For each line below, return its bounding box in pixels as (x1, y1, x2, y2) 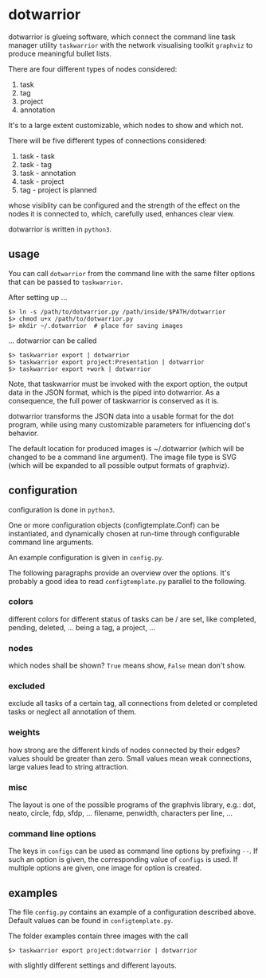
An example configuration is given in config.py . (8, 552, 165, 562)
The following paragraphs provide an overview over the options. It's (8, 567, 231, 578)
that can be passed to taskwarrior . (8, 277, 123, 286)
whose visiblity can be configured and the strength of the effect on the (8, 201, 241, 210)
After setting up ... (8, 292, 68, 302)
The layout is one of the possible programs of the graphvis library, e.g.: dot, (8, 800, 256, 809)
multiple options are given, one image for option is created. (8, 863, 202, 873)
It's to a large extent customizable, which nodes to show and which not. (8, 120, 244, 130)
